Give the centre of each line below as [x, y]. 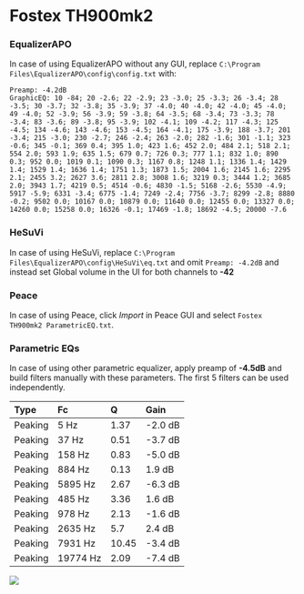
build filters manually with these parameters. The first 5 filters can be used [149, 378]
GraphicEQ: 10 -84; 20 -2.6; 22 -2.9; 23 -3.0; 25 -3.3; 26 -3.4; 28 [144, 98]
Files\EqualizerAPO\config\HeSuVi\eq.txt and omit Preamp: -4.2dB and [144, 262]
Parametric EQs [45, 348]
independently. [37, 388]
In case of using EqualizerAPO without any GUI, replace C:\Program [135, 64]
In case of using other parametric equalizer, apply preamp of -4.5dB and [146, 368]
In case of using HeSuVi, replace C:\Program [92, 252]
